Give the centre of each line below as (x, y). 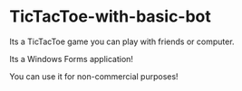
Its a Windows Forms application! (72, 59)
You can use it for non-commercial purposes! (94, 76)
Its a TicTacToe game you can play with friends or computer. (122, 41)
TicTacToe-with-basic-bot (110, 17)
